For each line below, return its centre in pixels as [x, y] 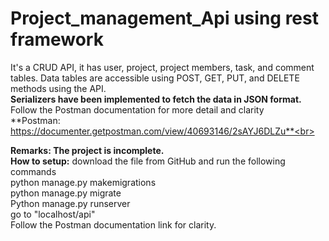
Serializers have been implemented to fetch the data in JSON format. [156, 99]
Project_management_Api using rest [164, 18]
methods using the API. [58, 88]
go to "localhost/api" [53, 214]
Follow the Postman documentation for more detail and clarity [137, 109]
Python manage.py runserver [70, 203]
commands [33, 171]
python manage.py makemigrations [83, 182]
